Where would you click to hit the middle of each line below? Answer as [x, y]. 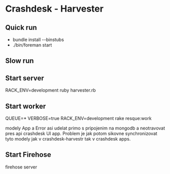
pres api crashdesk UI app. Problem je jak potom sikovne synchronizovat [81, 134]
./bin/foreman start [32, 45]
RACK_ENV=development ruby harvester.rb [51, 90]
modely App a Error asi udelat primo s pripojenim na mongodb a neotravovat [85, 128]
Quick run [21, 28]
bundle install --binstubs [38, 39]
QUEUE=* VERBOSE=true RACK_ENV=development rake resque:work [78, 118]
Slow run [20, 61]
